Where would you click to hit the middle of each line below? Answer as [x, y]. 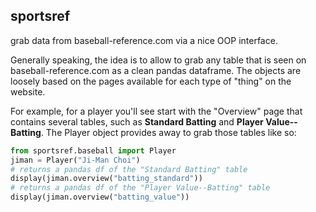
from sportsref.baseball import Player [93, 150]
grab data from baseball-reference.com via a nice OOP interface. [144, 40]
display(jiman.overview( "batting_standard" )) [106, 179]
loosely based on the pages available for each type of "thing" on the [151, 81]
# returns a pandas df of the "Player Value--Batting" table [140, 188]
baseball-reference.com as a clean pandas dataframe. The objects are [156, 70]
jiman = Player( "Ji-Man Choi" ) [75, 160]
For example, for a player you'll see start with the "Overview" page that [156, 111]
